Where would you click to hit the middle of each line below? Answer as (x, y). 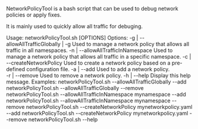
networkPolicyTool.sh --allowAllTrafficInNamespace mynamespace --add (96, 94)
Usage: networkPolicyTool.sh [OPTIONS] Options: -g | (72, 38)
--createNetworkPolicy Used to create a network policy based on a (88, 63)
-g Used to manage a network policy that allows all (127, 44)
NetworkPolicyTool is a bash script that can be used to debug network (92, 9)
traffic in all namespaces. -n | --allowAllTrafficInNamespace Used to (89, 50)
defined (16, 69)
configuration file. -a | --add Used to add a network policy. (98, 69)
